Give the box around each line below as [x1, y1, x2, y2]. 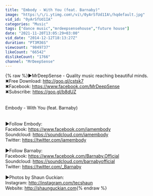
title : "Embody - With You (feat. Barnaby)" [5, 7, 100, 13]
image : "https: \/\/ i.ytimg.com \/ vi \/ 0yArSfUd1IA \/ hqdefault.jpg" [5, 12, 145, 17]
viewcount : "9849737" [5, 45, 51, 50]
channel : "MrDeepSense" [5, 59, 55, 64]
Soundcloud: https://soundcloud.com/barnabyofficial [5, 158, 115, 164]
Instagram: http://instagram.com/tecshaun [5, 180, 93, 186]
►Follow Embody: [5, 121, 43, 127]
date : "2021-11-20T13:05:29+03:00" [5, 31, 80, 36]
